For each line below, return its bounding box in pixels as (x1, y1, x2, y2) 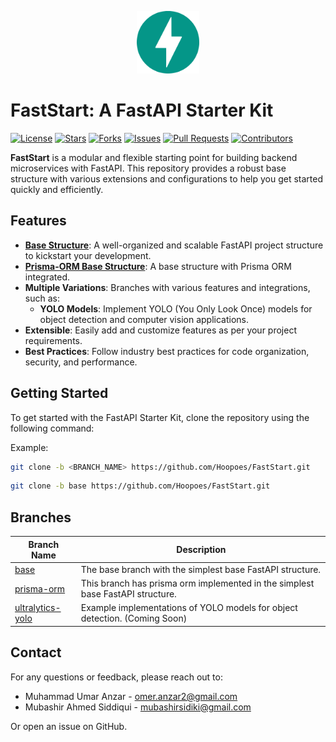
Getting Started (10, 385, 109, 402)
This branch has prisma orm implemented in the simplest (80, 577, 315, 590)
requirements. (24, 334, 83, 346)
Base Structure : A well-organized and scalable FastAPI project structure (24, 239, 324, 251)
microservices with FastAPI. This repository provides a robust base (10, 162, 287, 174)
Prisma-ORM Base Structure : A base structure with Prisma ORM (24, 260, 292, 272)
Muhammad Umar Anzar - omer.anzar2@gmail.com (24, 690, 238, 702)
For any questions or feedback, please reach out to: (10, 671, 223, 683)
